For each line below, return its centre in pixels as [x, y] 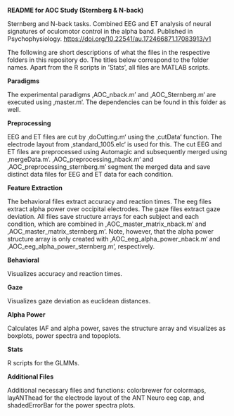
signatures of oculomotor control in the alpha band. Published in [100, 31]
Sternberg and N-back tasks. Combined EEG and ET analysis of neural [109, 24]
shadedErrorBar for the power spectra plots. [71, 405]
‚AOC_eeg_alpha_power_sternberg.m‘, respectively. [81, 246]
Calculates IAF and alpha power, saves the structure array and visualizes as [117, 328]
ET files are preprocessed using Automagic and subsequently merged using [117, 152]
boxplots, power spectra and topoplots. [64, 336]
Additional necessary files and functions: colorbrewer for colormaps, [107, 390]
